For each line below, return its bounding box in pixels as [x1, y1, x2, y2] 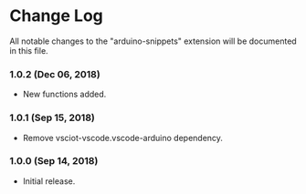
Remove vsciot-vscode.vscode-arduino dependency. [22, 132, 224, 143]
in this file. [9, 45, 48, 56]
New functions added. [22, 88, 107, 100]
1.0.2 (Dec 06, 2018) [9, 67, 100, 80]
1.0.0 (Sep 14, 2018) [9, 155, 99, 168]
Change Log [9, 5, 103, 26]
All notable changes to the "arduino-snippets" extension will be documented [9, 36, 297, 46]
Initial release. [22, 175, 76, 187]
